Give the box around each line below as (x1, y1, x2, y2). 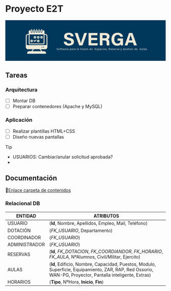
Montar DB (12, 98, 36, 104)
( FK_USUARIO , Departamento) (49, 227, 113, 234)
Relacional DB (5, 200, 40, 207)
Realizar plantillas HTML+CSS (12, 128, 75, 134)
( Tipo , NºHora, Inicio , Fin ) (49, 279, 104, 285)
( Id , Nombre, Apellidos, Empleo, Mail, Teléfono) (49, 220, 148, 227)
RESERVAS (7, 251, 31, 257)
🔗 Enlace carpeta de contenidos (5, 187, 71, 193)
